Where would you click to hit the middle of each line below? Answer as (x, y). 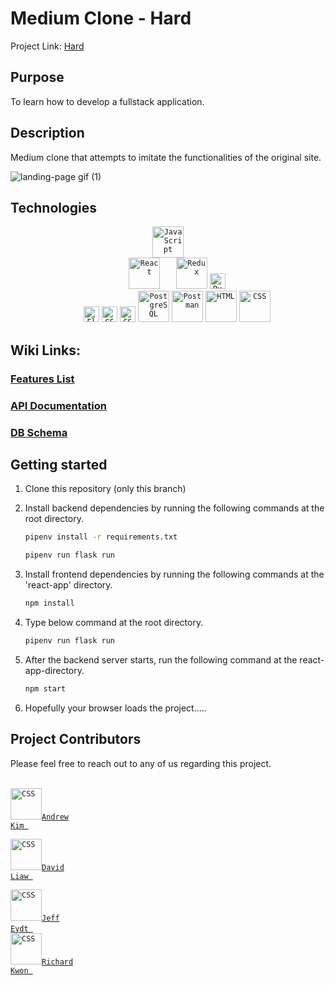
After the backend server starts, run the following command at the (161, 659)
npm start (45, 688)
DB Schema (39, 432)
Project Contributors (76, 739)
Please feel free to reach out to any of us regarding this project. (141, 763)
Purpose (37, 77)
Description (47, 133)
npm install (49, 603)
